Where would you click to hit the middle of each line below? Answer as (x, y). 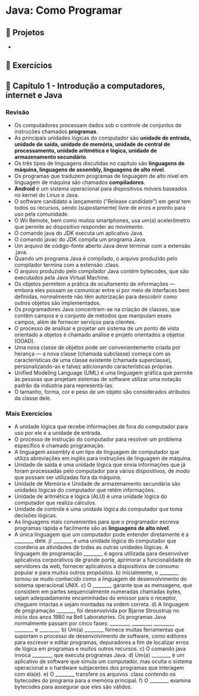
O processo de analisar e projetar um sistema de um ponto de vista (97, 329)
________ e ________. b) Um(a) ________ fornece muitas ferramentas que (99, 630)
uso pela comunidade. (41, 214)
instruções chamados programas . (56, 131)
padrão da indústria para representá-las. (64, 385)
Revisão (17, 112)
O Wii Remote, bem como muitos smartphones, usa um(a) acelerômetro (102, 220)
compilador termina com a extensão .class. (67, 265)
